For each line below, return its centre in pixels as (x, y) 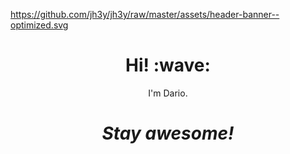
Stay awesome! (168, 133)
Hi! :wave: (168, 65)
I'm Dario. (168, 93)
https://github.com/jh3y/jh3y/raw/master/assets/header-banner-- (145, 14)
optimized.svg (39, 25)
